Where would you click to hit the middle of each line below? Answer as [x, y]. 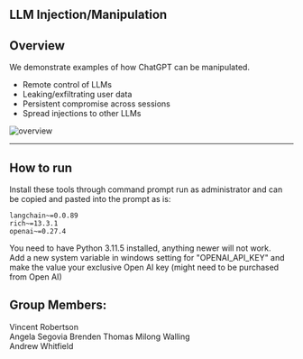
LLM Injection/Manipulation [88, 15]
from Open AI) [36, 277]
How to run [41, 167]
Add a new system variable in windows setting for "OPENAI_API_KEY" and [147, 258]
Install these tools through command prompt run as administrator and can [146, 189]
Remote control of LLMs [67, 85]
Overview [37, 46]
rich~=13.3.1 [34, 224]
